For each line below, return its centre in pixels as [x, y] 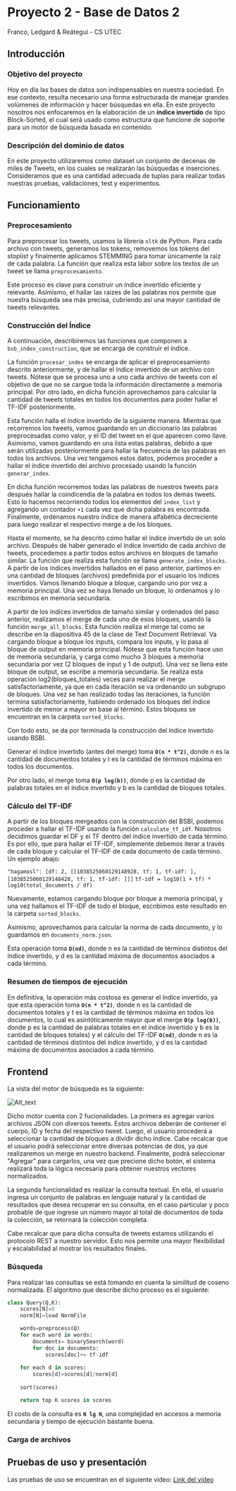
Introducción [36, 54]
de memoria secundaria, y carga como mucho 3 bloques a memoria [106, 657]
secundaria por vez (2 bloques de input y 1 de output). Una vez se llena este [118, 664]
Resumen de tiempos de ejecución [68, 982]
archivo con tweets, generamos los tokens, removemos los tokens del [108, 248]
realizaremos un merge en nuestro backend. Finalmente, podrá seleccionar [116, 1154]
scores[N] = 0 [37, 1309]
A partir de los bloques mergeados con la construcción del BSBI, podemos [116, 821]
